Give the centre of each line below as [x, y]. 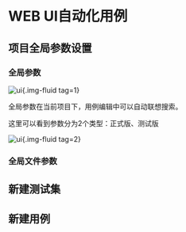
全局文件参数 [33, 161]
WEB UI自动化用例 [68, 16]
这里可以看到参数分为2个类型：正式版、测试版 [83, 123]
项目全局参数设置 [50, 48]
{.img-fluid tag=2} [51, 139]
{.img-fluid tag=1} [51, 90]
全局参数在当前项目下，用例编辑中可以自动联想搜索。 [95, 106]
